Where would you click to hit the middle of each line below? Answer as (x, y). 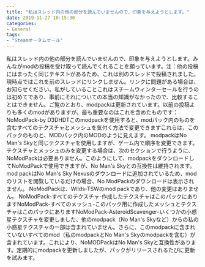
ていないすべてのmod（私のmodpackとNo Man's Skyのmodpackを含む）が (101, 235)
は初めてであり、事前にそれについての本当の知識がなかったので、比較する (100, 97)
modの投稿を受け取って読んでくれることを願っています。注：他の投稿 (110, 66)
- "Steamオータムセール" (35, 40)
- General (19, 29)
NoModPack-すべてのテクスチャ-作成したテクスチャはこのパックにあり (108, 196)
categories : (21, 23)
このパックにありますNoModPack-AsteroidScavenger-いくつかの (104, 212)
